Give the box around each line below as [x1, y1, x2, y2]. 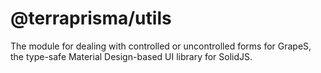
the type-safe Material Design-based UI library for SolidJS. [10, 50, 253, 62]
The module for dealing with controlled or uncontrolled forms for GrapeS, [10, 40, 312, 52]
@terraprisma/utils [10, 7, 172, 30]
